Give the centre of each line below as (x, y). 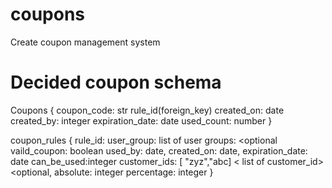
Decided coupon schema (116, 82)
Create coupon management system (85, 42)
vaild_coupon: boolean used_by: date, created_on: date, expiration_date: (159, 150)
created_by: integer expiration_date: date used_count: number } (141, 120)
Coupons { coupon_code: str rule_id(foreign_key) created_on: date (147, 110)
